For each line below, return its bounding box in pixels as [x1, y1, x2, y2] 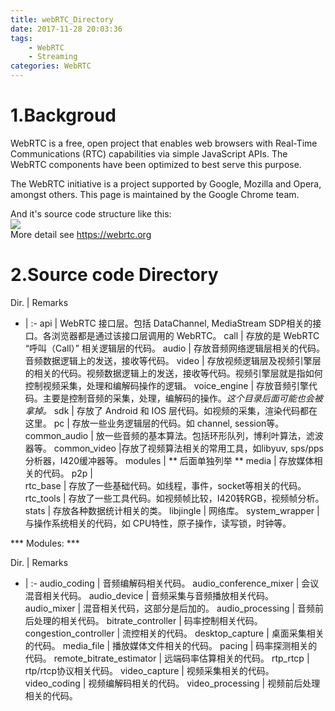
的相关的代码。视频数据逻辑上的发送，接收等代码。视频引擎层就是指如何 [24, 367, 323, 379]
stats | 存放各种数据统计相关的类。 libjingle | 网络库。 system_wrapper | [24, 504, 320, 516]
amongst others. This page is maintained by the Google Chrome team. [10, 188, 300, 200]
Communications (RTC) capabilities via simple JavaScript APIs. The [10, 147, 288, 160]
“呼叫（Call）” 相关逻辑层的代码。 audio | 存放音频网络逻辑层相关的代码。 [24, 342, 325, 354]
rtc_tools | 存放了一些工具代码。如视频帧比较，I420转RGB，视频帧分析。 [24, 492, 325, 504]
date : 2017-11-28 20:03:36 [10, 24, 123, 34]
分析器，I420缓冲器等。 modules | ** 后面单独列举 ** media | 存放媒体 [24, 454, 315, 466]
